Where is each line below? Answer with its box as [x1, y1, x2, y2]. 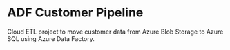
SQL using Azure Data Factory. [7, 34, 95, 42]
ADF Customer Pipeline [7, 5, 144, 21]
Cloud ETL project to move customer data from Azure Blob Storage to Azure [7, 27, 224, 36]
